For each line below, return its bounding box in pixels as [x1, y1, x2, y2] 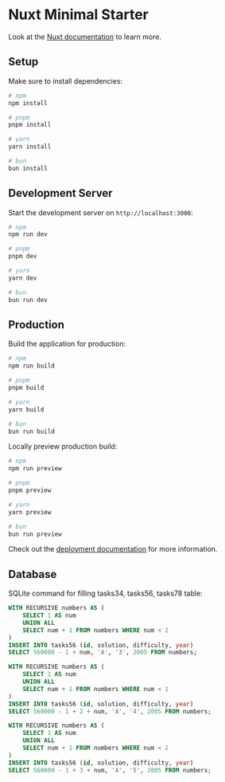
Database [8, 568, 57, 581]
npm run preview [8, 465, 62, 473]
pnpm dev [8, 253, 37, 261]
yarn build [8, 405, 45, 414]
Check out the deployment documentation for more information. [8, 544, 218, 554]
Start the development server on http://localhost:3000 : [8, 207, 193, 217]
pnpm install [8, 121, 52, 129]
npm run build [8, 362, 56, 370]
